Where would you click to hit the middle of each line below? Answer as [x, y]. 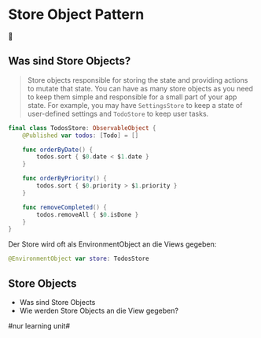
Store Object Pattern [76, 15]
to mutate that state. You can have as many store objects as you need [140, 88]
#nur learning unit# [39, 325]
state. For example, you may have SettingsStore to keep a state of [135, 105]
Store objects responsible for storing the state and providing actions [138, 80]
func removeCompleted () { [65, 207]
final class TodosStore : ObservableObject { [82, 128]
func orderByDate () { [57, 150]
